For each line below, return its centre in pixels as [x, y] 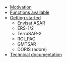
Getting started [25, 18]
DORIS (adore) [32, 49]
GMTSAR [27, 44]
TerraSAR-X [30, 33]
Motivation [21, 7]
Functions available [30, 12]
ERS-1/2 [25, 28]
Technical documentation [36, 55]
